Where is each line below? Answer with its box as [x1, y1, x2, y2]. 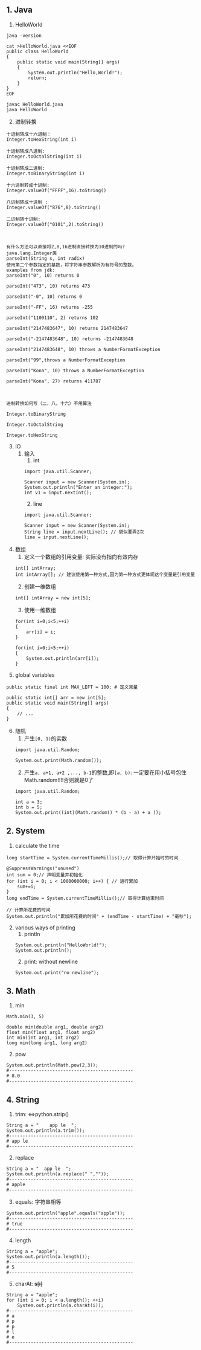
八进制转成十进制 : [6, 199, 48, 205]
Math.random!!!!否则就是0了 [24, 776, 94, 783]
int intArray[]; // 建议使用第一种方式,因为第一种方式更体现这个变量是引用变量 [14, 571, 195, 578]
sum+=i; [17, 883, 36, 890]
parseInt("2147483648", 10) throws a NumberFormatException [6, 346, 161, 352]
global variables [14, 671, 55, 679]
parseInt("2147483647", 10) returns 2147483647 [6, 325, 129, 331]
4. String [6, 1094, 39, 1105]
